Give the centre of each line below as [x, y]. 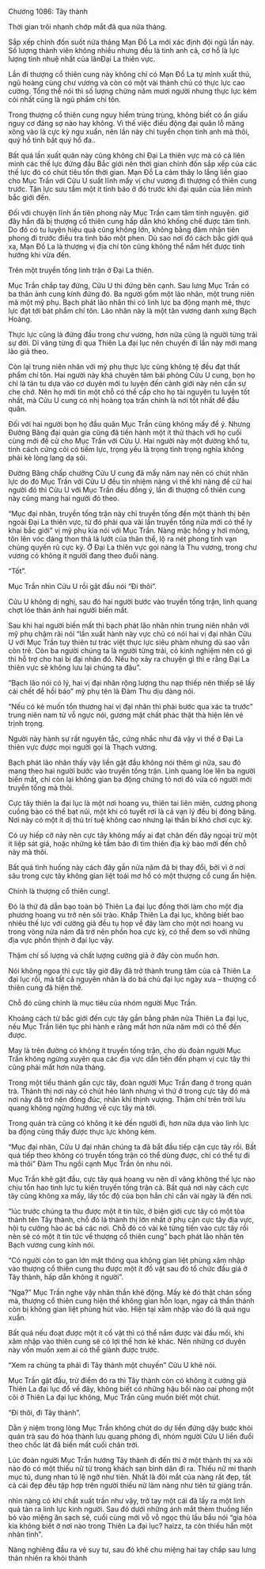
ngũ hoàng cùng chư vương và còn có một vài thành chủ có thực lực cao [127, 83]
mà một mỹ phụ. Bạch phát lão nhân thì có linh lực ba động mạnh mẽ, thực [129, 302]
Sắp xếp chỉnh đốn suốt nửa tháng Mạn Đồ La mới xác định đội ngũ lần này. [131, 42]
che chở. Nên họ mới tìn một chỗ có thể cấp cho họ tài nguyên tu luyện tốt [129, 392]
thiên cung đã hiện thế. [46, 988]
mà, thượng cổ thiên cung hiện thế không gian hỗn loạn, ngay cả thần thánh [131, 1301]
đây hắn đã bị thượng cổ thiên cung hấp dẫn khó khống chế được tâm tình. [130, 221]
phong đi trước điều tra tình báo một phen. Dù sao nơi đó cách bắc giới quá [131, 238]
